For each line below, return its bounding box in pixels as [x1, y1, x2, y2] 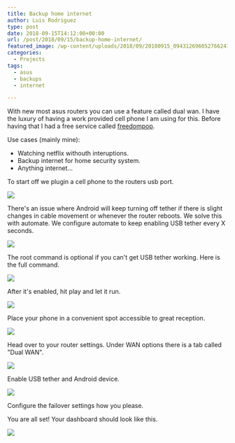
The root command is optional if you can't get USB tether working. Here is [7, 253, 220, 262]
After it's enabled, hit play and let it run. [7, 288, 121, 296]
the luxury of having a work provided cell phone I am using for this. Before [7, 115, 221, 123]
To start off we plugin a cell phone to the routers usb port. [7, 178, 174, 186]
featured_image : [7, 43, 55, 50]
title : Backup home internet [7, 10, 92, 17]
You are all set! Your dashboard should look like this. [7, 415, 158, 423]
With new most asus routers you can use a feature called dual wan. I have [7, 107, 220, 115]
